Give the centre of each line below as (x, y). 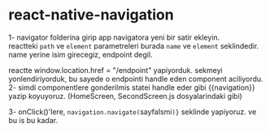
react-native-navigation (91, 15)
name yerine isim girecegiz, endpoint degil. (81, 54)
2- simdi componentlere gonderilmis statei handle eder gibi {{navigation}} (132, 87)
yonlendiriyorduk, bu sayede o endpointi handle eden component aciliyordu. (136, 79)
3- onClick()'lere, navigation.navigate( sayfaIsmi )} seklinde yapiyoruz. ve (133, 112)
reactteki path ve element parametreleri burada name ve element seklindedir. (134, 45)
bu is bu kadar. (33, 120)
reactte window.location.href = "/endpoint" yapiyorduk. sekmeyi (115, 70)
